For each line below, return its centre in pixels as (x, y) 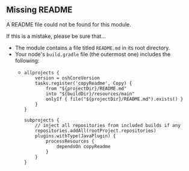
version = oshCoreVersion (68, 78)
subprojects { (42, 120)
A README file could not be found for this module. (69, 24)
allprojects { (42, 73)
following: (27, 60)
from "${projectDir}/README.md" (86, 89)
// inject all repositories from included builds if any (108, 125)
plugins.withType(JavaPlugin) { (76, 136)
